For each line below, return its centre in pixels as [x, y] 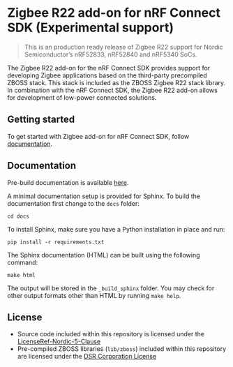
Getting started [41, 120]
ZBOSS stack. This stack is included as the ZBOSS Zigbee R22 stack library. [116, 82]
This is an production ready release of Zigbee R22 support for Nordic [123, 47]
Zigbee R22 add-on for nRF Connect [114, 13]
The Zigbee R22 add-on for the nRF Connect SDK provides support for [109, 68]
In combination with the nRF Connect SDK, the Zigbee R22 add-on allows [112, 90]
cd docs [18, 216]
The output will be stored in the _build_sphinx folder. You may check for [111, 288]
